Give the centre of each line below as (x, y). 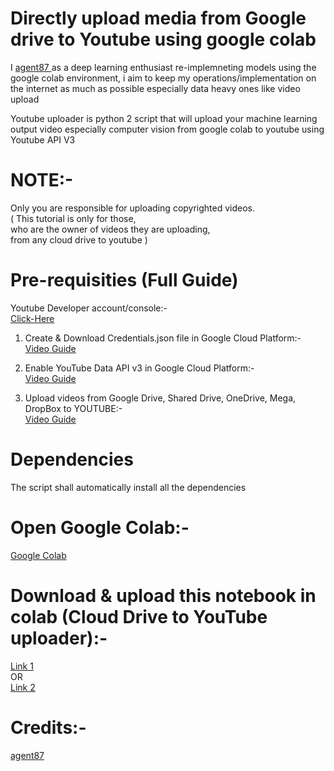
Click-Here (32, 318)
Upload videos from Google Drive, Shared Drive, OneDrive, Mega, (160, 398)
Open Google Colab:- (100, 527)
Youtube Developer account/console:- (89, 308)
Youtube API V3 (43, 139)
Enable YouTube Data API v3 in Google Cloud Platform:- (139, 368)
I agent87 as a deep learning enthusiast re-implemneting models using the (163, 67)
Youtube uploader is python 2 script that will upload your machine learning (164, 118)
